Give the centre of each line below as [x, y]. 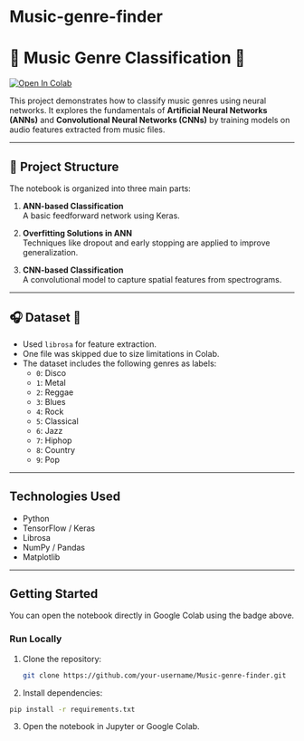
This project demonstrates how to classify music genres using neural [138, 101]
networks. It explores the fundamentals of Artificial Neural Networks [138, 111]
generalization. [50, 252]
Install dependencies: [62, 693]
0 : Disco [51, 372]
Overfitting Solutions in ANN [77, 233]
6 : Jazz [49, 430]
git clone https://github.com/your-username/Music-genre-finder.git [154, 675]
